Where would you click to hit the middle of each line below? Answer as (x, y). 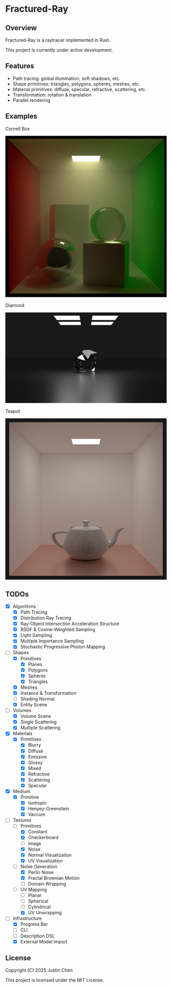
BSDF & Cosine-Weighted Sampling (58, 630)
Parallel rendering (31, 100)
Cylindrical (39, 907)
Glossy (35, 762)
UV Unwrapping (45, 913)
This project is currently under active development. (59, 50)
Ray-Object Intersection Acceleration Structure (70, 624)
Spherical (38, 901)
